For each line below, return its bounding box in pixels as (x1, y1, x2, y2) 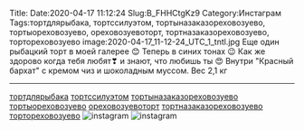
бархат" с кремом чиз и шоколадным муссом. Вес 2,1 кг (9, 65, 228, 76)
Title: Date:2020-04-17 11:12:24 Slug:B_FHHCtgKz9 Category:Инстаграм (9, 8, 282, 18)
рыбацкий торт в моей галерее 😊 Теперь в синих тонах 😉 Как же (9, 46, 266, 57)
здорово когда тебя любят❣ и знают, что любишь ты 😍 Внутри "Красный (9, 56, 294, 66)
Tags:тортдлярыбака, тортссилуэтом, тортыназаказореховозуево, (9, 17, 266, 28)
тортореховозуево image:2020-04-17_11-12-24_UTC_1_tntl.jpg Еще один (9, 36, 280, 47)
